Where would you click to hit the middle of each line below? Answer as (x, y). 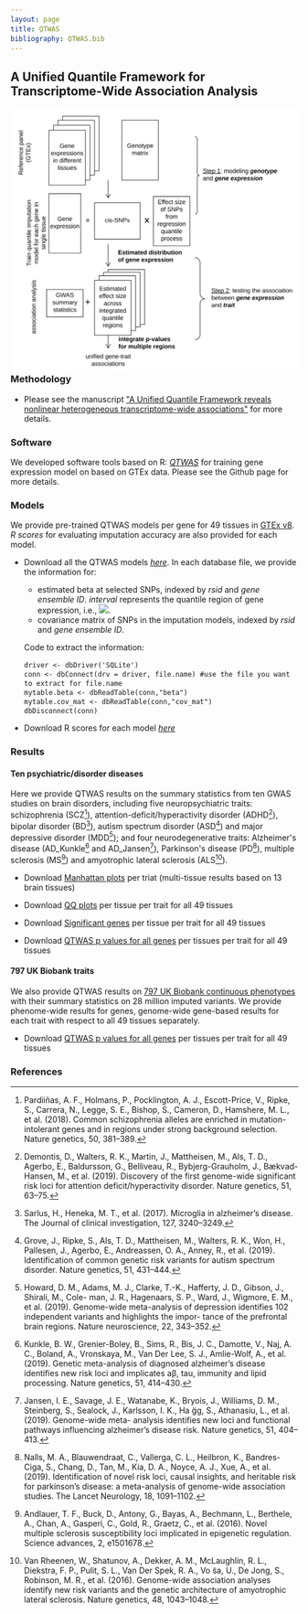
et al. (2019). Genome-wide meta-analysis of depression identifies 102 (156, 1307)
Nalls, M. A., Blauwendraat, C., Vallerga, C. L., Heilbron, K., (133, 1458)
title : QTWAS (35, 29)
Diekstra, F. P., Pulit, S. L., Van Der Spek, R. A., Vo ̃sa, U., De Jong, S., (154, 1571)
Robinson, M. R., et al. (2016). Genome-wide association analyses (147, 1580)
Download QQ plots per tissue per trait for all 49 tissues (128, 904)
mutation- (268, 1119)
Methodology (41, 379)
